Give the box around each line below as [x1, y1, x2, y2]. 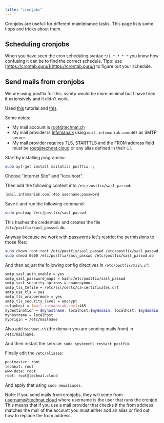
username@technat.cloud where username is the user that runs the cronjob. [5, 397, 159, 402]
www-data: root [5, 369, 36, 373]
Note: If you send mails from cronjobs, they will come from [5, 392, 123, 398]
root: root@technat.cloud [5, 373, 58, 378]
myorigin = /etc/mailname [5, 317, 58, 322]
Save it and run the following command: [5, 201, 85, 206]
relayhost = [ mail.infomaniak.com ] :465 [5, 303, 86, 308]
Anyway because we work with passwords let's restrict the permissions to [5, 234, 155, 240]
